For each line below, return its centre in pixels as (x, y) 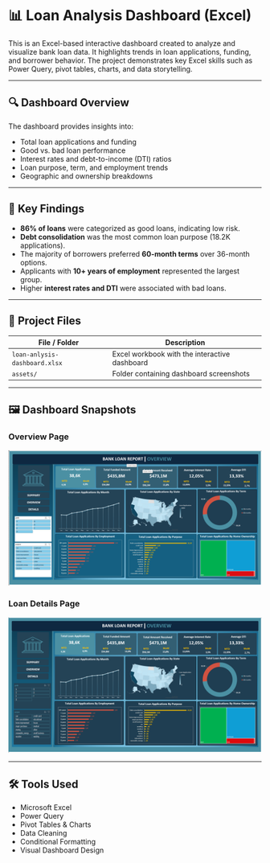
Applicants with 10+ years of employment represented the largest (129, 271)
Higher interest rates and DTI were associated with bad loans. (123, 288)
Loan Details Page (44, 604)
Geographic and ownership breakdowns (86, 176)
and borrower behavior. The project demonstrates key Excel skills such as (131, 60)
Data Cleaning (43, 833)
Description (185, 342)
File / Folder (58, 342)
